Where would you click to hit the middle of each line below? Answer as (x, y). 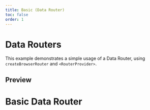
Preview (19, 80)
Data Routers (34, 44)
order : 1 (14, 19)
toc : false (17, 15)
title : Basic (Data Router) (35, 10)
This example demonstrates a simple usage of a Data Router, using (75, 58)
